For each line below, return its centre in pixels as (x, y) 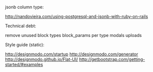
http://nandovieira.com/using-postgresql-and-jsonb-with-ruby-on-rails (76, 16)
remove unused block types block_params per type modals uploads (73, 35)
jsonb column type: (24, 7)
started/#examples (24, 64)
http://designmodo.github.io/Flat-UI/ (42, 59)
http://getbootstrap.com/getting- (112, 59)
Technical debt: (21, 26)
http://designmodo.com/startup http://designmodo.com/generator (72, 54)
